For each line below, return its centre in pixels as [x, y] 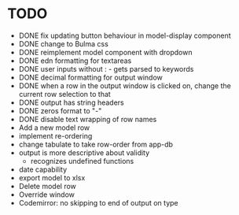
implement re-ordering [55, 135]
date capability [43, 169]
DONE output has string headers [71, 102]
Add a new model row [54, 128]
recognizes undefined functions [82, 161]
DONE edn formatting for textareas [75, 61]
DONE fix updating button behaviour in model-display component [125, 35]
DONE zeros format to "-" [60, 110]
